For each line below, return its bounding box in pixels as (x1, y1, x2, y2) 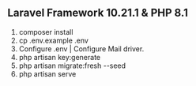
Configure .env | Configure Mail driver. (18, 43, 145, 54)
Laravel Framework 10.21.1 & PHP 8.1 (7, 6, 189, 20)
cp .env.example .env (18, 36, 89, 45)
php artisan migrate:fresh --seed (18, 61, 126, 70)
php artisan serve (18, 69, 77, 78)
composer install (18, 27, 73, 36)
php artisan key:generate (18, 52, 101, 62)
